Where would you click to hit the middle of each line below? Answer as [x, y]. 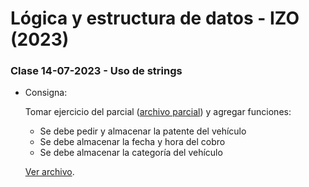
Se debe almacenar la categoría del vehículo [131, 153]
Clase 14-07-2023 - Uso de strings [96, 71]
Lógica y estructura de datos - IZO [155, 18]
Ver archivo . [49, 172]
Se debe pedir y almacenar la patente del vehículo [143, 131]
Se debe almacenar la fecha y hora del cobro [132, 142]
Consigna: [46, 93]
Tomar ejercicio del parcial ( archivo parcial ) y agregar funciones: [158, 112]
